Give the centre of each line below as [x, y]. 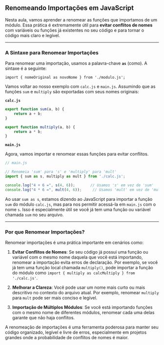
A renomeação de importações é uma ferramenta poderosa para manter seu [82, 327]
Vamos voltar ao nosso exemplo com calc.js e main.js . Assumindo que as [80, 86]
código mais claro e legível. [32, 35]
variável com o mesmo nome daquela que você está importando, [77, 257]
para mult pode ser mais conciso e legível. [55, 298]
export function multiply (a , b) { [40, 127]
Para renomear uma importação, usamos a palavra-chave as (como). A [76, 64]
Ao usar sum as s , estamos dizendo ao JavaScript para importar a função [79, 199]
